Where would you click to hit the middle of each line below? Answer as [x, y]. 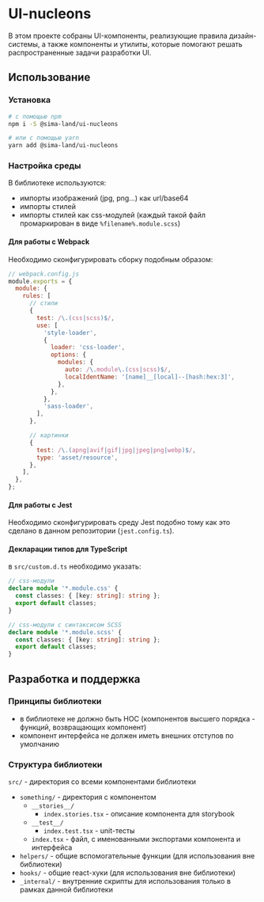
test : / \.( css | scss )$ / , [75, 318]
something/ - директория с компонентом [88, 797]
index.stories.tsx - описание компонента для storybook [139, 814]
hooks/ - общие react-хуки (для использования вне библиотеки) [127, 873]
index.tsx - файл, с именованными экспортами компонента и [136, 839]
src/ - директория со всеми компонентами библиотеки [102, 782]
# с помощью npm [35, 116]
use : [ [47, 325]
